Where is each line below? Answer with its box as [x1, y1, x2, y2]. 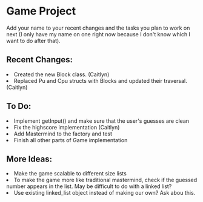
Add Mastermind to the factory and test [14, 130, 113, 137]
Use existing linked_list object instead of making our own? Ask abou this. [14, 189, 196, 197]
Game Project [6, 4, 76, 18]
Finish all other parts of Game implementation [14, 136, 128, 143]
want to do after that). [6, 37, 61, 44]
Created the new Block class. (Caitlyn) [14, 71, 110, 78]
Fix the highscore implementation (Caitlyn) [14, 123, 120, 131]
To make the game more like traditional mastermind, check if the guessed [14, 177, 198, 184]
